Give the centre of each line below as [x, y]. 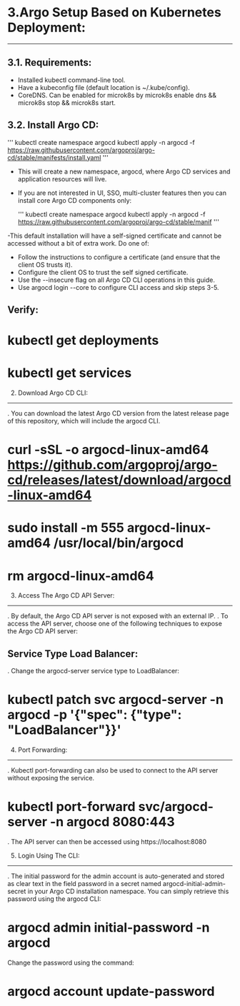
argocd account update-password [111, 991]
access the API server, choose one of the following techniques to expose [115, 624]
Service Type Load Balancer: [73, 654]
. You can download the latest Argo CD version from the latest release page [119, 413]
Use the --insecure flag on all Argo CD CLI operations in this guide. [116, 280]
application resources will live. [62, 178]
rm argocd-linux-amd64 [81, 576]
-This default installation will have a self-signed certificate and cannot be [115, 236]
